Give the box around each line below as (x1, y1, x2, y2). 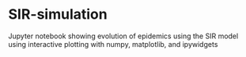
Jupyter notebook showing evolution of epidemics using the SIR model (8, 31, 239, 41)
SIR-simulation (8, 5, 108, 23)
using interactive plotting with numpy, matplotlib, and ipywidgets (8, 39, 218, 48)
